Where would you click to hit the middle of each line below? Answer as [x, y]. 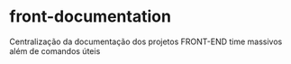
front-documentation [90, 17]
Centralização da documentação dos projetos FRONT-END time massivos [146, 41]
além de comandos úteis [55, 50]
